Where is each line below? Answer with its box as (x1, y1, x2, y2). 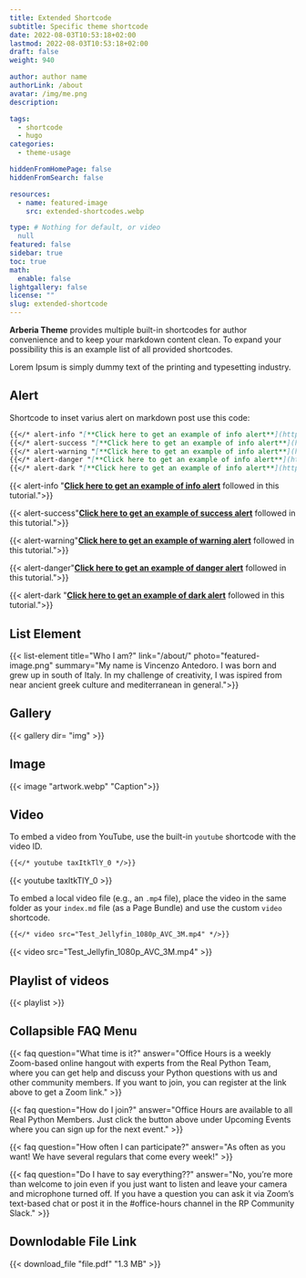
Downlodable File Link (9, 1234, 138, 1250)
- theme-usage (17, 148, 71, 158)
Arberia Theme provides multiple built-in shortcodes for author (9, 325, 248, 335)
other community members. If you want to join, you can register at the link (9, 1076, 287, 1087)
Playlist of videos (9, 973, 109, 989)
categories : (9, 140, 55, 149)
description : (9, 98, 59, 107)
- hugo (17, 131, 43, 141)
